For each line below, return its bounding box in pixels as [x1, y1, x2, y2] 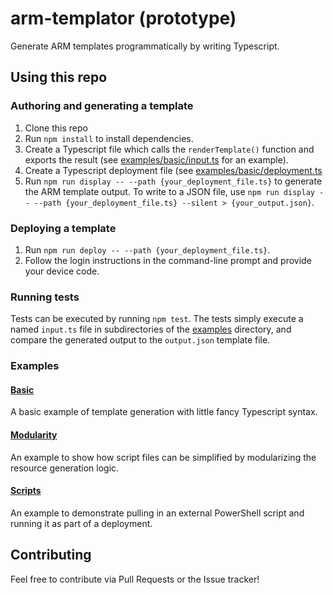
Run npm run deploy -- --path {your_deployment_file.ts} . [24, 243, 271, 256]
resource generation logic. [10, 462, 120, 474]
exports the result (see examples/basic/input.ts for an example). [24, 153, 289, 166]
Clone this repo [24, 122, 88, 134]
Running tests [10, 290, 80, 304]
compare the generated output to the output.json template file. [10, 334, 271, 346]
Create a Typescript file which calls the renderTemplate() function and [24, 143, 315, 155]
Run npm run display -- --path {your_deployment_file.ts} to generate [24, 175, 323, 187]
